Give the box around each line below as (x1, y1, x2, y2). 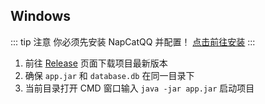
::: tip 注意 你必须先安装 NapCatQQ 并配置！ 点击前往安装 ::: (10, 35, 256, 48)
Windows (10, 8, 71, 25)
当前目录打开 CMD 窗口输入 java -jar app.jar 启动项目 (24, 82, 255, 94)
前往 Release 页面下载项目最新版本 (24, 57, 168, 69)
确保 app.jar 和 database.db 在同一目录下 (24, 69, 195, 81)
